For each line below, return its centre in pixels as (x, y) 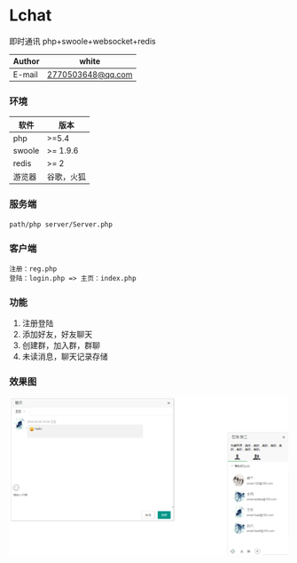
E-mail (25, 74)
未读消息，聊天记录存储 (65, 357)
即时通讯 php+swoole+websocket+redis (83, 41)
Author (26, 61)
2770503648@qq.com (90, 74)
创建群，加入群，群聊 (61, 345)
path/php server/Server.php (61, 224)
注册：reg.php (33, 269)
